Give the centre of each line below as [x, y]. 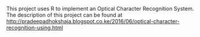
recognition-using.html [35, 27]
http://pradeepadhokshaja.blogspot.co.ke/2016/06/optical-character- [93, 21]
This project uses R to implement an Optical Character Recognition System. [100, 9]
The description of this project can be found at [65, 15]
